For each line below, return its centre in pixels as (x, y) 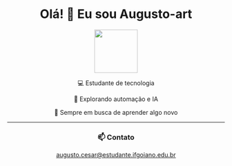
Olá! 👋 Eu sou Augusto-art (116, 14)
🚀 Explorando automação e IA (116, 99)
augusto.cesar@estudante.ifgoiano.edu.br (116, 155)
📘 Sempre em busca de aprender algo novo (116, 112)
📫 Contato (116, 137)
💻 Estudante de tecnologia (116, 83)
